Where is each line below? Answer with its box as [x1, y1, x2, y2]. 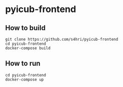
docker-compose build [5, 46, 51, 51]
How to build [5, 24, 46, 32]
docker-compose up [5, 77, 44, 82]
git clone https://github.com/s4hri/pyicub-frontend [5, 37, 118, 42]
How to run [5, 59, 41, 68]
